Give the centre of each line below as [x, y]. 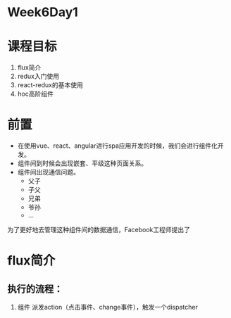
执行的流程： [35, 289]
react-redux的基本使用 [50, 85]
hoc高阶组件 [36, 94]
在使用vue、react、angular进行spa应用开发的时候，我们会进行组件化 [118, 146]
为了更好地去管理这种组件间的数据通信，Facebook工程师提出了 [99, 230]
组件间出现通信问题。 [48, 172]
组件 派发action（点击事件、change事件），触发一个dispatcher [108, 307]
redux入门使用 [38, 76]
